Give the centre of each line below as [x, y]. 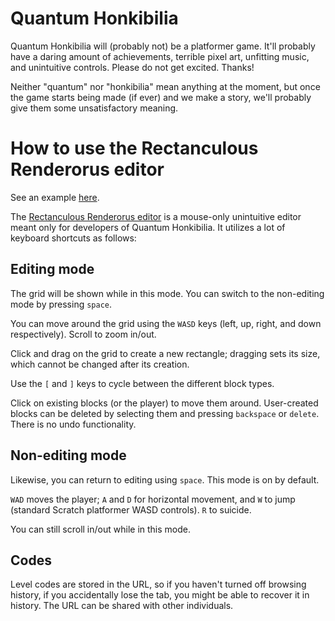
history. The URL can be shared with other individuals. [122, 606]
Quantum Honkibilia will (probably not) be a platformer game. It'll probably [163, 46]
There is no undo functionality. [73, 424]
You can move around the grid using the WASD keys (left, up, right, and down [166, 323]
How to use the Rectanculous [134, 148]
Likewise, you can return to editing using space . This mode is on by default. [165, 479]
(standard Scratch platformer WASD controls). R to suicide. [131, 509]
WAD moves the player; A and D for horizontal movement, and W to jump [153, 499]
